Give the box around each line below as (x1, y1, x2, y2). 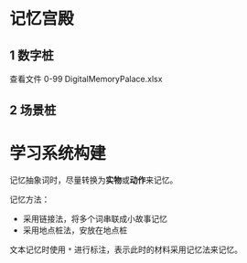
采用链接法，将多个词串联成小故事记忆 (22, 214, 167, 225)
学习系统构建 (9, 142, 107, 163)
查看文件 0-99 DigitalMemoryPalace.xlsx (9, 74, 163, 84)
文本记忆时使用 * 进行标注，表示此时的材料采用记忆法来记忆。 (9, 244, 243, 256)
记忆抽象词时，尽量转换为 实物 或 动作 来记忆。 (9, 174, 178, 185)
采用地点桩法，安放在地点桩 (22, 225, 128, 236)
